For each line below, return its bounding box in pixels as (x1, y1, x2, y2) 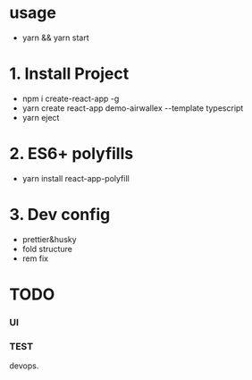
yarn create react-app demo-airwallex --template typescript (21, 102, 244, 114)
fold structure (21, 243, 73, 254)
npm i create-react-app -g (21, 93, 120, 104)
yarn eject (21, 112, 60, 122)
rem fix (21, 253, 49, 264)
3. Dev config (9, 205, 111, 224)
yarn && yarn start (21, 32, 89, 43)
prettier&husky (21, 233, 78, 244)
